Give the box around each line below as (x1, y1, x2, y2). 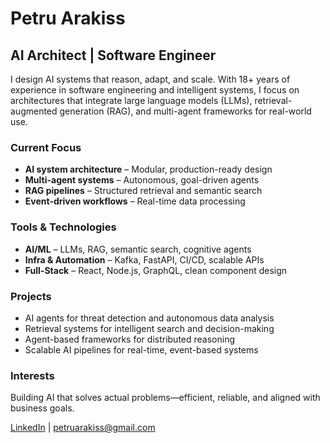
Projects (10, 289, 52, 303)
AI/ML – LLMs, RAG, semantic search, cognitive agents (24, 243, 252, 255)
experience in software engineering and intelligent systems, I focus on (10, 84, 300, 96)
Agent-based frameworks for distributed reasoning (24, 333, 236, 345)
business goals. (10, 402, 75, 414)
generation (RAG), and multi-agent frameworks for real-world (59, 105, 312, 117)
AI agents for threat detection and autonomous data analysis (24, 312, 275, 324)
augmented (10, 105, 58, 117)
